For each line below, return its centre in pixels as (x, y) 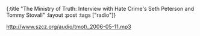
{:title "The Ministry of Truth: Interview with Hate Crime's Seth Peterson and (100, 9)
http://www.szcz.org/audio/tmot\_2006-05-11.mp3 (69, 27)
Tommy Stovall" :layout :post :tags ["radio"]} (61, 15)
